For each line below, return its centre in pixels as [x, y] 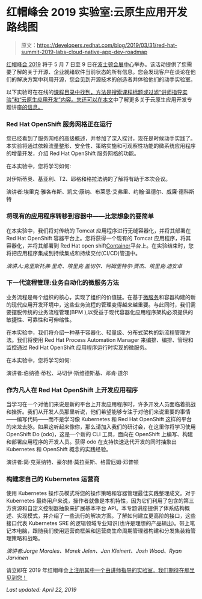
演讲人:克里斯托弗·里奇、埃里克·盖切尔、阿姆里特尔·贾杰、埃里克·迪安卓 [94, 266]
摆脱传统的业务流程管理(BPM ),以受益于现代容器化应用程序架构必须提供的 [102, 312]
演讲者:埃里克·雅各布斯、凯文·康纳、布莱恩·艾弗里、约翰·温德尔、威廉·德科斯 [100, 192]
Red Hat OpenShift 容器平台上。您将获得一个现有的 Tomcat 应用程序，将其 [99, 238]
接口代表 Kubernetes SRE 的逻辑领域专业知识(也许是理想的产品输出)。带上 [98, 523]
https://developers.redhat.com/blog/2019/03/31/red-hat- [107, 45]
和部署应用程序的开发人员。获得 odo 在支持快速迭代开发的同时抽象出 [92, 442]
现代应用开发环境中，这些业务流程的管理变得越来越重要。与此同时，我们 [101, 305]
